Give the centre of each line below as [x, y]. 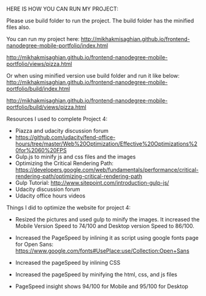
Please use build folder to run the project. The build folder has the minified [100, 20]
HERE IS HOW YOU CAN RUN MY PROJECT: [62, 9]
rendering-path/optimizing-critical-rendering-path [78, 176]
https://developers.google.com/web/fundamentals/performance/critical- [107, 170]
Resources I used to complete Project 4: [57, 119]
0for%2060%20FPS [41, 150]
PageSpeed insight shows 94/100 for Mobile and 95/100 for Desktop [102, 286]
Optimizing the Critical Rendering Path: [64, 163]
